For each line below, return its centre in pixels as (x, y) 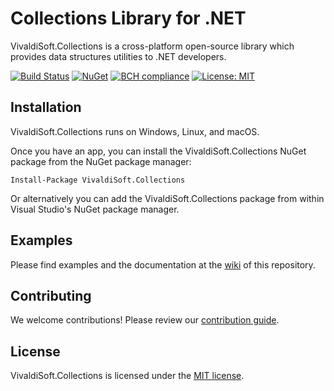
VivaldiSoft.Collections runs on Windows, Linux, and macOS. (135, 131)
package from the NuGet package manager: (101, 161)
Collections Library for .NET (128, 18)
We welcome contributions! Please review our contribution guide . (145, 320)
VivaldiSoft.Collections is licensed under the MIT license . (127, 376)
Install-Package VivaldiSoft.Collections (98, 180)
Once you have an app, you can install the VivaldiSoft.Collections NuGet (158, 151)
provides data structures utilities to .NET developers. (118, 56)
